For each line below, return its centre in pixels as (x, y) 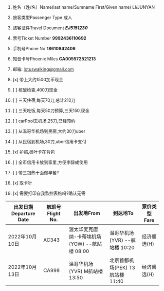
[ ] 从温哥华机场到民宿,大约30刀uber (49, 131)
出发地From (87, 213)
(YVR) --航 (122, 240)
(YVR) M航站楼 (86, 271)
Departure (23, 213)
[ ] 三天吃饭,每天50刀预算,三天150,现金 (51, 110)
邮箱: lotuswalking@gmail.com (43, 69)
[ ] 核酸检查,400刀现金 (35, 90)
